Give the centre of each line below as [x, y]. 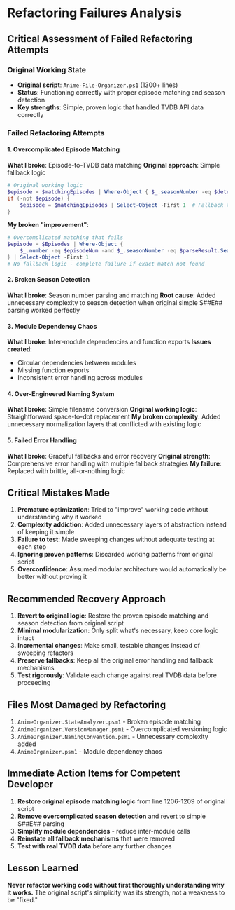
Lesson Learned [43, 868]
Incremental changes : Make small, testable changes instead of [109, 646]
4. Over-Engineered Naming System [61, 393]
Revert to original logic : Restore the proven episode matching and [113, 616]
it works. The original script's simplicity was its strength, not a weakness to [116, 892]
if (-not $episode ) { [39, 198]
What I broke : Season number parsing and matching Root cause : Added [112, 295]
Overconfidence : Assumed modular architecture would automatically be [122, 569]
